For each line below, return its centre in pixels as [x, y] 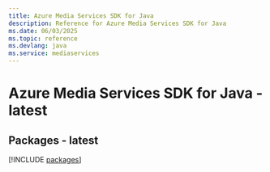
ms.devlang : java [38, 46]
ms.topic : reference [43, 38]
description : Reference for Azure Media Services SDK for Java [118, 23]
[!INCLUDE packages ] [45, 159]
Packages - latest [54, 140]
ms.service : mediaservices [54, 53]
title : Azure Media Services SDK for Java [81, 16]
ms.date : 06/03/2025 [43, 31]
